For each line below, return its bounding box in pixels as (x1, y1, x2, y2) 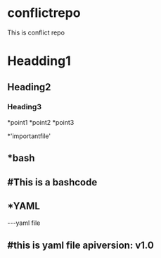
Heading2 (7, 81, 51, 93)
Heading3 (7, 102, 42, 112)
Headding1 (7, 53, 72, 69)
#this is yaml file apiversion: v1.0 (7, 239, 155, 251)
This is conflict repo (7, 28, 65, 37)
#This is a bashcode (7, 176, 98, 188)
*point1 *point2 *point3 (7, 118, 75, 126)
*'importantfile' (7, 132, 51, 140)
